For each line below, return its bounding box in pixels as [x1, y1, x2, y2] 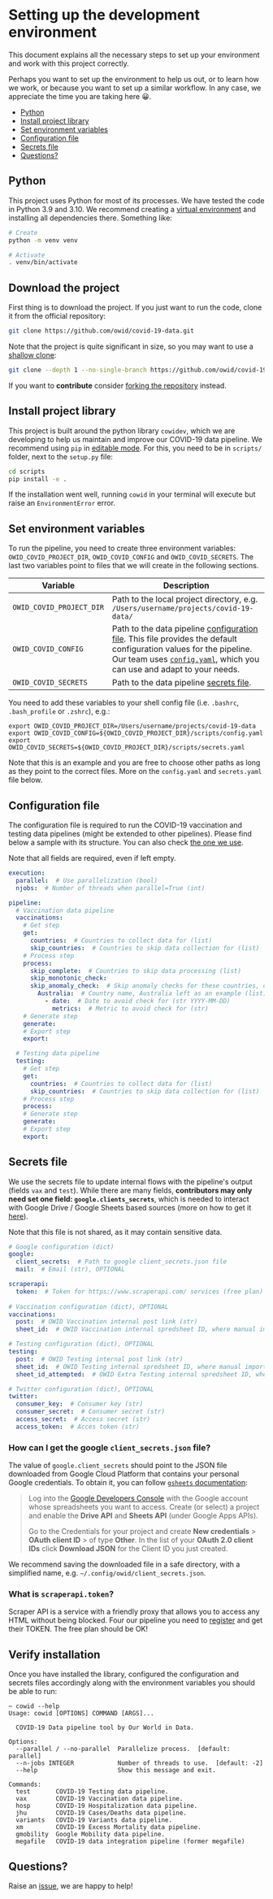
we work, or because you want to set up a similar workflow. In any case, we [8, 83, 262, 93]
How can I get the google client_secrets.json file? [8, 1441, 211, 1453]
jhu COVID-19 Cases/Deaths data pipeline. [15, 1809, 187, 1818]
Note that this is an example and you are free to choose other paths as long [8, 758, 261, 767]
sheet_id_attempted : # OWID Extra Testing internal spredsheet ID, [15, 1370, 253, 1379]
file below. [8, 775, 43, 785]
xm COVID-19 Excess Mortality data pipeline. [15, 1823, 201, 1832]
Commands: [8, 1780, 42, 1789]
